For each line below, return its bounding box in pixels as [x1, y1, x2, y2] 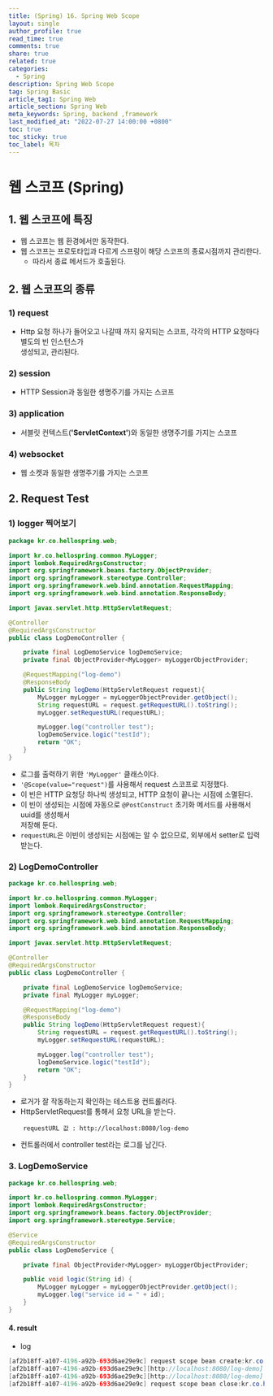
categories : [8, 65, 49, 73]
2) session [8, 367, 51, 379]
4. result [8, 1323, 37, 1333]
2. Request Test [8, 492, 89, 506]
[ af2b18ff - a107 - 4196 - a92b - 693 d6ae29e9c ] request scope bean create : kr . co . [8, 1357, 267, 1366]
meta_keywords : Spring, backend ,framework [8, 111, 158, 119]
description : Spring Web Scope [8, 80, 115, 88]
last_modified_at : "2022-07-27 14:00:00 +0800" [8, 118, 173, 126]
